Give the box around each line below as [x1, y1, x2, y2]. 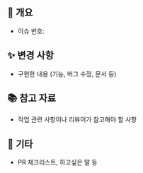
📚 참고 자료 [7, 93, 57, 105]
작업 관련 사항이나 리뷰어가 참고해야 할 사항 [17, 115, 137, 124]
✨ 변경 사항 [7, 49, 55, 61]
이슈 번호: [17, 27, 45, 35]
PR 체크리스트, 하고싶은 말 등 [17, 158, 98, 167]
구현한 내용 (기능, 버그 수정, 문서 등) [17, 69, 117, 78]
